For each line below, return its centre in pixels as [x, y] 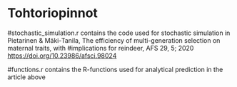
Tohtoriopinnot [53, 13]
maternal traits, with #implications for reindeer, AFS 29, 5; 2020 [101, 48]
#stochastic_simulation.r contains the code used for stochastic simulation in [119, 33]
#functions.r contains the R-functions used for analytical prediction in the [115, 69]
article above [27, 77]
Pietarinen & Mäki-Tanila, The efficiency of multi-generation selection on [114, 40]
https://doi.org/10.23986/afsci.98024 [62, 56]
